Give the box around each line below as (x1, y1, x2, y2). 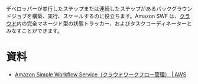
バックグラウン (155, 5, 193, 12)
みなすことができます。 (6, 27, 63, 34)
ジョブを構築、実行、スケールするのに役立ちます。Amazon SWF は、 (11, 12, 180, 20)
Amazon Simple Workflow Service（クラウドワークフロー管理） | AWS (14, 70, 187, 78)
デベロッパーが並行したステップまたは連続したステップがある (6, 5, 157, 12)
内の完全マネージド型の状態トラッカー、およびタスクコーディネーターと (17, 20, 192, 27)
